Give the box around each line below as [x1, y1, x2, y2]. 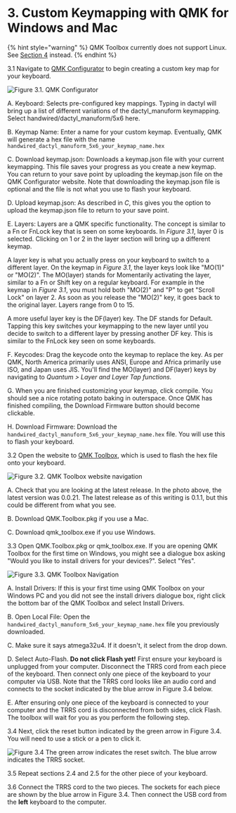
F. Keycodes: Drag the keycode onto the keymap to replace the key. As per [7, 350, 223, 358]
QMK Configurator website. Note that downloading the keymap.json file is [7, 177, 221, 186]
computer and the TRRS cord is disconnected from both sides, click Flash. [7, 705, 223, 714]
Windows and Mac [7, 20, 118, 36]
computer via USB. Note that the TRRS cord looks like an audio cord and [7, 677, 216, 686]
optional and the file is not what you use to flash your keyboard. [7, 184, 192, 193]
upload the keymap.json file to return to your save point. [7, 206, 170, 214]
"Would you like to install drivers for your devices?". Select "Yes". [7, 556, 196, 565]
